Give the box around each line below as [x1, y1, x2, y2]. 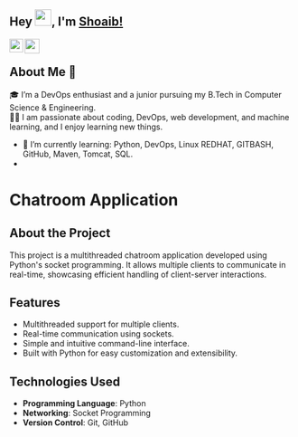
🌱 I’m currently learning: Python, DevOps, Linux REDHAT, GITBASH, [22, 138, 274, 149]
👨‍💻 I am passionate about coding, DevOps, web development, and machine [9, 111, 290, 122]
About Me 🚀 [9, 64, 77, 80]
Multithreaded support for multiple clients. [22, 318, 180, 330]
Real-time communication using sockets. [22, 328, 174, 339]
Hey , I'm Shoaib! [9, 14, 124, 30]
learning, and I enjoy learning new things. [9, 121, 163, 132]
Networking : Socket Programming [22, 408, 152, 419]
